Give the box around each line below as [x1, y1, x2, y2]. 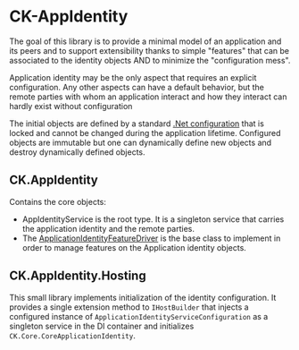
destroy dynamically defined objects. [9, 146, 145, 158]
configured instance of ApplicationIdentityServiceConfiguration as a [9, 311, 269, 321]
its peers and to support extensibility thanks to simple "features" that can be [9, 45, 290, 55]
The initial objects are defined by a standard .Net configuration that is [9, 118, 265, 129]
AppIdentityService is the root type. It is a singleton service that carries [21, 213, 285, 225]
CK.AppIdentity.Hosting [9, 269, 146, 284]
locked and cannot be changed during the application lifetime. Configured [9, 127, 281, 138]
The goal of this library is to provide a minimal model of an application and [9, 36, 282, 47]
